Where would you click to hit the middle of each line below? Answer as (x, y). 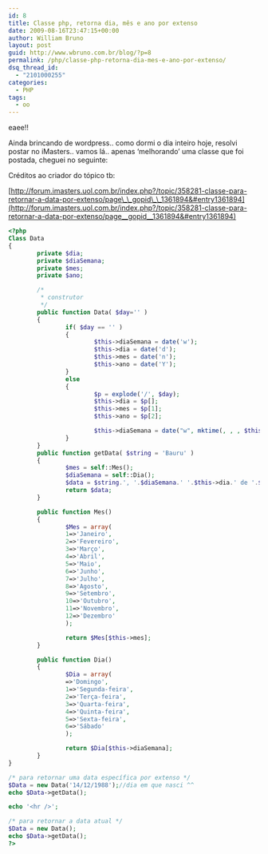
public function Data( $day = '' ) (93, 312)
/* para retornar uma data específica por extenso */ (100, 777)
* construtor (62, 298)
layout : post (30, 46)
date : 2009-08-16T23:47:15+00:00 (64, 30)
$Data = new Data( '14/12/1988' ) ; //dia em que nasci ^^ (101, 785)
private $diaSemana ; (71, 260)
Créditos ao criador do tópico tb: (62, 176)
